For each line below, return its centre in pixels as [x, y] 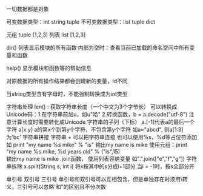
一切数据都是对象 [28, 9]
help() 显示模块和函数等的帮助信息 [49, 68]
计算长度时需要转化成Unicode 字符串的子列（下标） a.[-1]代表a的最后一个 [103, 122]
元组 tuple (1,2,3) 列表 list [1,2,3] [46, 35]
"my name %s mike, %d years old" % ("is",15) [63, 151]
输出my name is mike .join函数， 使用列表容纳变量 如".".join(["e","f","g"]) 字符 [101, 159]
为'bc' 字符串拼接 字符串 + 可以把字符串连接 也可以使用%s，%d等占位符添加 [102, 137]
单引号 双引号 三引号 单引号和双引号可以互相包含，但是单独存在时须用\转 [97, 179]
